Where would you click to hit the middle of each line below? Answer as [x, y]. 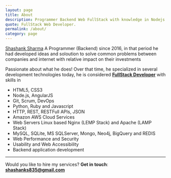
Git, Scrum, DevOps [33, 101]
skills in [13, 80]
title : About [19, 15]
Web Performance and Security [46, 139]
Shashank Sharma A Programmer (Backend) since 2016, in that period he [82, 48]
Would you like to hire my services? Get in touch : [57, 164]
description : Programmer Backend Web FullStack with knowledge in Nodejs [85, 19]
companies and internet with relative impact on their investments [73, 59]
